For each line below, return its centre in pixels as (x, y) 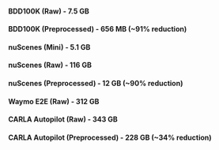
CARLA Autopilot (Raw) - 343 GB (63, 119)
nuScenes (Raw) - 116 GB (50, 65)
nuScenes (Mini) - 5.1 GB (49, 47)
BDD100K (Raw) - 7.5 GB (49, 11)
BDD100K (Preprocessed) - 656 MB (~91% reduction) (98, 29)
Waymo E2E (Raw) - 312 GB (54, 101)
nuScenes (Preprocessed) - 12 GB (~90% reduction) (96, 83)
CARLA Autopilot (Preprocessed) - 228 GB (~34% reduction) (110, 137)
